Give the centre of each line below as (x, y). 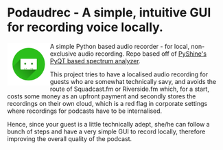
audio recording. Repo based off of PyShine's (142, 54)
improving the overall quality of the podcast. (70, 138)
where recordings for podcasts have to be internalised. (85, 111)
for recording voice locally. (85, 27)
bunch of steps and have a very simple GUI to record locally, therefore (106, 131)
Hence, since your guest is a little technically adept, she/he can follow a (109, 124)
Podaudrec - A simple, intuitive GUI (109, 13)
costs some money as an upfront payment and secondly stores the (102, 96)
